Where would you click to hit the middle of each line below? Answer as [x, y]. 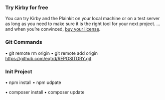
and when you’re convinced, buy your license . [53, 29]
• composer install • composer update [45, 92]
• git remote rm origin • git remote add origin [51, 53]
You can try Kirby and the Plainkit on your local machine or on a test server [82, 19]
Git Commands [24, 42]
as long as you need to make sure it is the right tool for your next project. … [83, 24]
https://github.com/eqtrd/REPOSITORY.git [48, 58]
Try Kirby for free [27, 8]
